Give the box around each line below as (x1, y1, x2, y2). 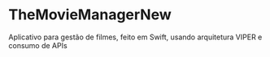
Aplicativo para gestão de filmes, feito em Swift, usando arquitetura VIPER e (8, 32, 263, 42)
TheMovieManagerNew (8, 6, 172, 24)
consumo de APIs (8, 40, 67, 50)
